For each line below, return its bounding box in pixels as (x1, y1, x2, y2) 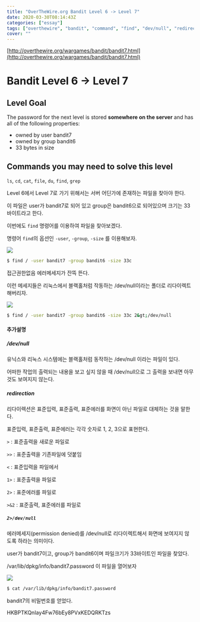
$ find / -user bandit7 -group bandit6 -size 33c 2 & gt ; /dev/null (7, 312, 172, 318)
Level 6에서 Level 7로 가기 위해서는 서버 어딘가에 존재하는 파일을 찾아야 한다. (7, 189, 186, 196)
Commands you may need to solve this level (7, 161, 173, 171)
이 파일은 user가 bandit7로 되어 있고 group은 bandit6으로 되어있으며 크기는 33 (7, 202, 191, 209)
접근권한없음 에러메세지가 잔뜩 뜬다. (7, 269, 90, 277)
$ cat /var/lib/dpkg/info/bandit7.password (7, 586, 116, 592)
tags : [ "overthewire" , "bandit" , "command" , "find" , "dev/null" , (7, 25, 172, 32)
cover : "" (7, 31, 31, 37)
